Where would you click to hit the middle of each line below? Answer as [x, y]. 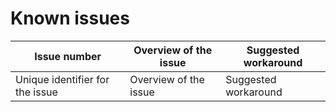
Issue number [68, 56]
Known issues [70, 18]
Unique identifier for [62, 79]
